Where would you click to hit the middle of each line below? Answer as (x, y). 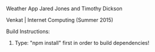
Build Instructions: (28, 31)
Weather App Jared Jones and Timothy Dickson (64, 9)
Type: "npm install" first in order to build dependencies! (82, 43)
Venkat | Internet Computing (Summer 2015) (60, 20)
